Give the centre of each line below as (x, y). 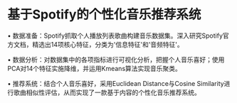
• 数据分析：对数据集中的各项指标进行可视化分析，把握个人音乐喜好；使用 (116, 59)
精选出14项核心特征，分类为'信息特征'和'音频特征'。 (107, 44)
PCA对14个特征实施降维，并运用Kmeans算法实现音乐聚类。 (94, 68)
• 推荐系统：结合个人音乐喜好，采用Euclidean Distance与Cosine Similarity (116, 83)
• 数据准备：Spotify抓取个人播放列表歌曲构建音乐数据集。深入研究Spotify (115, 36)
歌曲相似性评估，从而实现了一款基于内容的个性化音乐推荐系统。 (107, 92)
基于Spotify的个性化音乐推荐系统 (104, 15)
